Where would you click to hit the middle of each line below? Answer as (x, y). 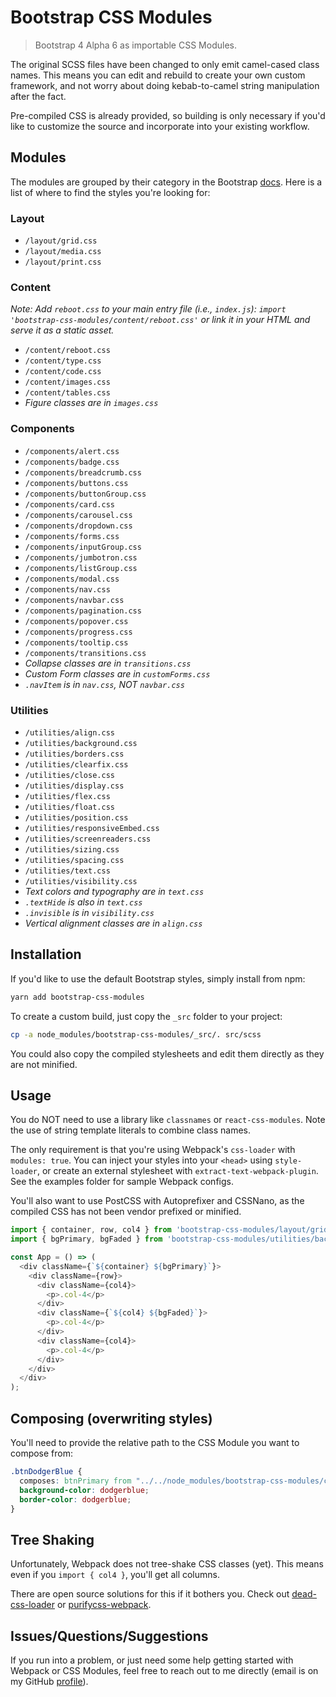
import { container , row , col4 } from (91, 1230)
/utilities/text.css (67, 871)
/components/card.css (69, 504)
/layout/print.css (63, 262)
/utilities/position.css (76, 817)
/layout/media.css (63, 252)
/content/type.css (63, 361)
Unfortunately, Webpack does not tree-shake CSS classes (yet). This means (167, 1564)
